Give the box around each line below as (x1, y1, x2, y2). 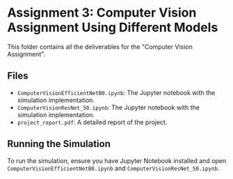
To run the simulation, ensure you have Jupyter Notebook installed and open (7, 156, 227, 164)
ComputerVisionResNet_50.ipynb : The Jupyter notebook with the (17, 103, 200, 112)
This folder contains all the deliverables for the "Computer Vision (7, 42, 193, 51)
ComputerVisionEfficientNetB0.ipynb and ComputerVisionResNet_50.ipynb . (7, 164, 220, 172)
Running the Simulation (7, 138, 111, 150)
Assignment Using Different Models (7, 19, 218, 35)
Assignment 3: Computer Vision (7, 5, 197, 21)
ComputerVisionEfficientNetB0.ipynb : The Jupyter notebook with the (17, 88, 216, 96)
